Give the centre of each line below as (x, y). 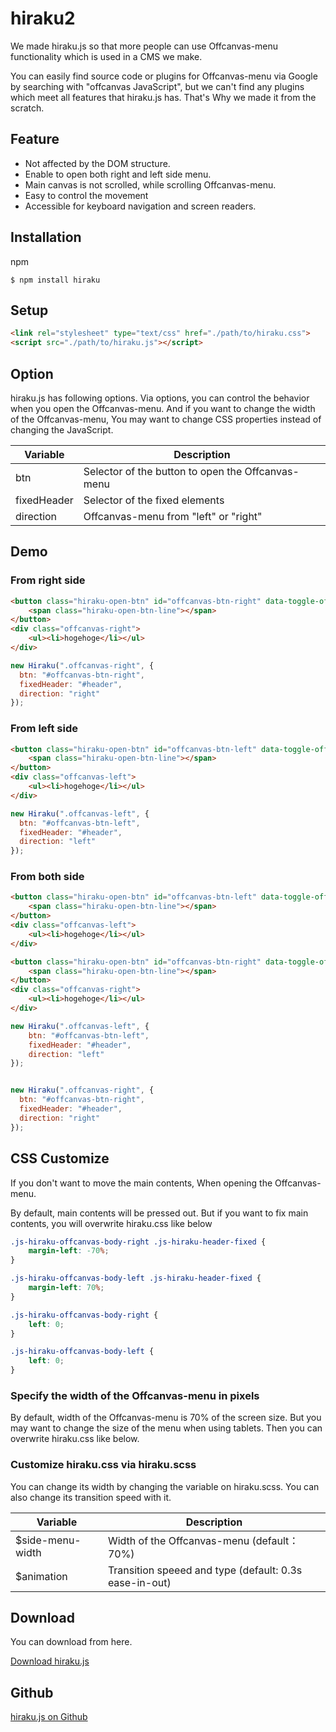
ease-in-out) (139, 1582)
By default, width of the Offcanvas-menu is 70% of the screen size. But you (166, 1418)
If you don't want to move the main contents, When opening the (141, 1183)
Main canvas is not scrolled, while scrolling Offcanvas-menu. (150, 184)
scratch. (27, 108)
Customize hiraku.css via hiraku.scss (103, 1465)
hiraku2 (43, 18)
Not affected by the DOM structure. (97, 163)
